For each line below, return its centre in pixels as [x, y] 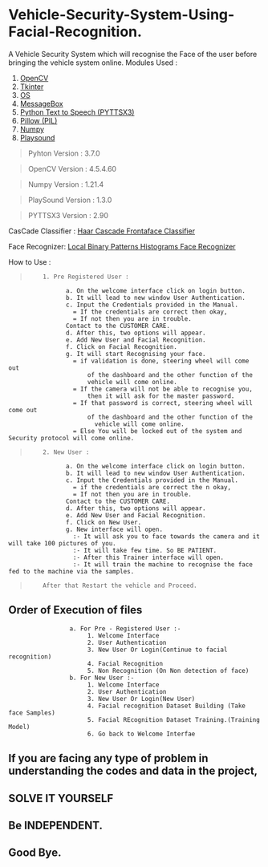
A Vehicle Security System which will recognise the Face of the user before [133, 54]
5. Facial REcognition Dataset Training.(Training [174, 719]
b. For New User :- [102, 678]
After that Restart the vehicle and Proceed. [120, 585]
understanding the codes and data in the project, [133, 771]
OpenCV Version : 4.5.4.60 [72, 168]
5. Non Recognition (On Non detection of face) [168, 671]
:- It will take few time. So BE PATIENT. [145, 550]
